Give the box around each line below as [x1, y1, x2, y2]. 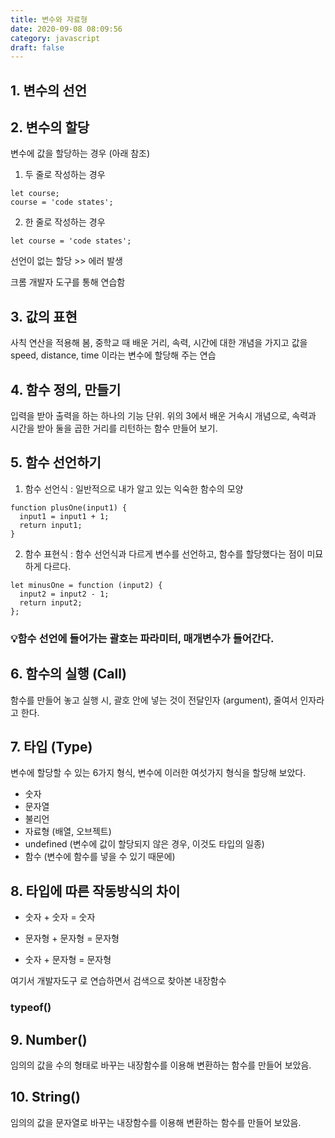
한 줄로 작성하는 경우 [24, 216, 106, 228]
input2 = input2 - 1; [19, 589, 110, 599]
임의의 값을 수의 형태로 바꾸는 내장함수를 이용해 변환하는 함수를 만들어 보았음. [10, 1059, 312, 1071]
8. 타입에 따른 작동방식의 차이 [10, 882, 181, 900]
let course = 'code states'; [10, 236, 132, 246]
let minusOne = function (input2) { [10, 580, 163, 590]
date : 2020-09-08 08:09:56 [10, 24, 123, 34]
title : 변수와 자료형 [10, 14, 88, 25]
